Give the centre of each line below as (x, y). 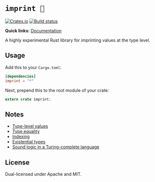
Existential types (29, 142)
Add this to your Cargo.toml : (33, 67)
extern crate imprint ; (28, 99)
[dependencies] (21, 76)
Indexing (21, 136)
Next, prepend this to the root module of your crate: (57, 90)
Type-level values (30, 126)
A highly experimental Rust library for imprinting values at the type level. (78, 40)
